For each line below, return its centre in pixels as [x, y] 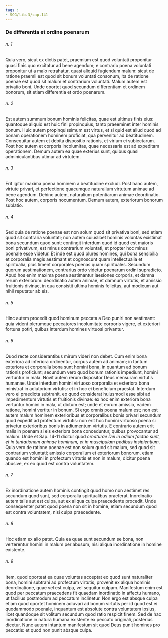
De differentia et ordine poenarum [47, 32]
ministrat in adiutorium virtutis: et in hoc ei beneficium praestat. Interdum [80, 388]
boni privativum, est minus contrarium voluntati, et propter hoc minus [76, 248]
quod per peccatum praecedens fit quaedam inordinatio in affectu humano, [83, 593]
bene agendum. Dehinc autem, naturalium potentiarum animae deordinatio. [83, 195]
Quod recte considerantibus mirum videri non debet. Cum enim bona [76, 356]
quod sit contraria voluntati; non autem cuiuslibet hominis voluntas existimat [83, 238]
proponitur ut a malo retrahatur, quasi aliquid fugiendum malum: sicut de [80, 71]
